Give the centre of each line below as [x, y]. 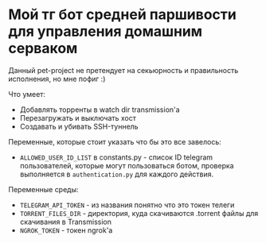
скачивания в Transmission [65, 222]
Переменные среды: [43, 189]
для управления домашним [106, 31]
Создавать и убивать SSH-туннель [79, 126]
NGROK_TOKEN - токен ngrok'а [66, 230]
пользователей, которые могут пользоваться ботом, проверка [127, 165]
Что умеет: [27, 94]
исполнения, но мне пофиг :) [57, 79]
